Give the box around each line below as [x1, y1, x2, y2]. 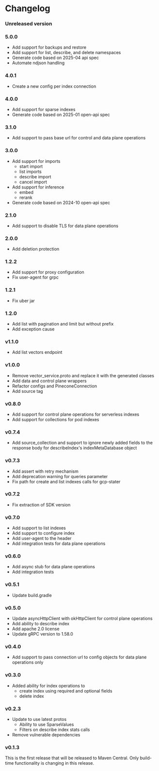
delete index [19, 693, 45, 699]
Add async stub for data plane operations [12, 564, 95, 570]
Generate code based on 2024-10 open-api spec [12, 199, 111, 205]
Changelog [5, 3, 50, 14]
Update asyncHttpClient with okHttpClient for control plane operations [12, 616, 153, 621]
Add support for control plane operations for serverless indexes [12, 411, 140, 417]
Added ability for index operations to [12, 683, 85, 689]
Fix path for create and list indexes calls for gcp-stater [12, 479, 121, 484]
